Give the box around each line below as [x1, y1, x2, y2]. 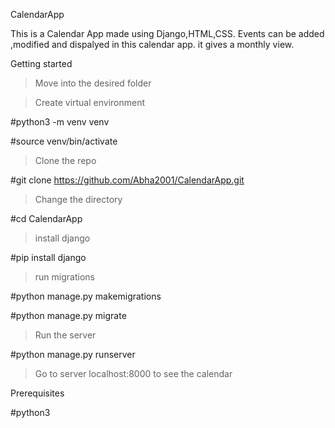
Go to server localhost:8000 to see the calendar [34, 368, 233, 379]
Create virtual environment [34, 97, 146, 108]
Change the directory [34, 194, 123, 205]
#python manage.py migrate [10, 310, 127, 321]
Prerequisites [10, 387, 65, 399]
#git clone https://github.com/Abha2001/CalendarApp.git [10, 174, 245, 186]
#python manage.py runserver [10, 349, 136, 360]
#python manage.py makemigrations [10, 290, 162, 302]
